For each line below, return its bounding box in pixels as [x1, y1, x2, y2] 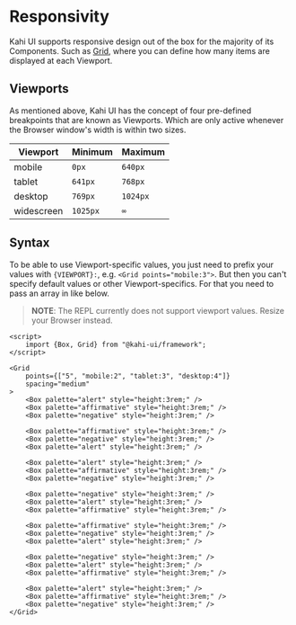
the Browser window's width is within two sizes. [9, 124, 187, 135]
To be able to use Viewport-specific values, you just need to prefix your [9, 259, 274, 270]
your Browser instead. [30, 315, 114, 326]
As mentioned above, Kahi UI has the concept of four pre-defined [9, 105, 252, 116]
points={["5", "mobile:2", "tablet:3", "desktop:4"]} [25, 371, 231, 380]
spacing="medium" [25, 379, 91, 388]
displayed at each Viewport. [9, 55, 113, 66]
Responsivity [9, 6, 110, 27]
